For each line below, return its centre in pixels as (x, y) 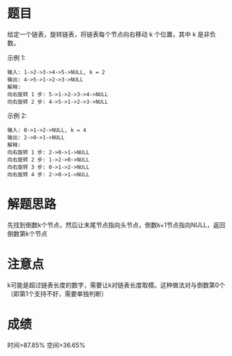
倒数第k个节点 (27, 233)
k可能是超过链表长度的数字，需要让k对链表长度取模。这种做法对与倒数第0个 (116, 285)
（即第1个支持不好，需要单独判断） (57, 293)
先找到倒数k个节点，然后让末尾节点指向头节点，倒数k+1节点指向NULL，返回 (116, 225)
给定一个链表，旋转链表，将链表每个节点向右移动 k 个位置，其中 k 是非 (109, 34)
